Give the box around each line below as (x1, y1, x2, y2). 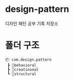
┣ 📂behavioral (7, 63, 37, 68)
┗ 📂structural (7, 71, 37, 77)
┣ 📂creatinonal (7, 67, 39, 72)
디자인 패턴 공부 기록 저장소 (5, 20, 59, 26)
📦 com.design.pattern (5, 57, 52, 62)
